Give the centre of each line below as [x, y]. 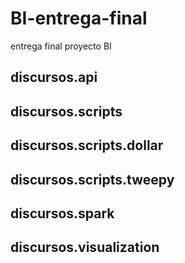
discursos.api [54, 77]
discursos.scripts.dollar [87, 145]
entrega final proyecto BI [61, 46]
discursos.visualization [85, 247]
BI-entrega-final [79, 18]
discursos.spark [62, 213]
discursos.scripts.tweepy [92, 179]
